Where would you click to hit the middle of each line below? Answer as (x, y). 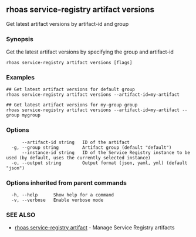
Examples (21, 78)
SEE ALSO (21, 215)
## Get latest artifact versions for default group (70, 90)
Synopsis (20, 39)
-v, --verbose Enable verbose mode (58, 200)
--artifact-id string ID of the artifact (76, 142)
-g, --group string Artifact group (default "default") (92, 147)
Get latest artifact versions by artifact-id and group (67, 24)
